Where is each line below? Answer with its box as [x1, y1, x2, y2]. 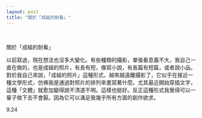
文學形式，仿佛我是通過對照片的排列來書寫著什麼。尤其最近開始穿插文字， [11, 79, 196, 86]
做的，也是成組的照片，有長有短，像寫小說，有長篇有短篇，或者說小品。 [16, 64, 196, 71]
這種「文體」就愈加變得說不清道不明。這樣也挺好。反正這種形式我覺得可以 [6, 86, 191, 93]
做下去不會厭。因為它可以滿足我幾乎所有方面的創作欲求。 [16, 94, 159, 101]
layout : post [6, 8, 39, 15]
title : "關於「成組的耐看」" [6, 14, 71, 20]
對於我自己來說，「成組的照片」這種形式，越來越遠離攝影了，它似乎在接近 [6, 71, 188, 78]
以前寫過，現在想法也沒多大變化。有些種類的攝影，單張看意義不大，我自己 [6, 56, 191, 63]
